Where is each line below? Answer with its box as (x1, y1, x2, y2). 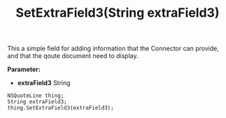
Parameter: (7, 65, 41, 74)
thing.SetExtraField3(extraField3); (7, 105, 114, 112)
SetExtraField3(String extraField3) (15, 5, 220, 21)
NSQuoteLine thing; (7, 92, 64, 99)
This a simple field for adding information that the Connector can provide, (7, 44, 219, 53)
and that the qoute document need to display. (7, 52, 139, 60)
